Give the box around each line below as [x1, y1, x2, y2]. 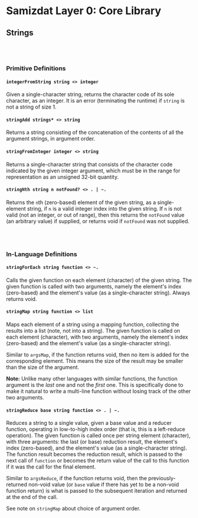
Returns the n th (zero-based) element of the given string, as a [6, 199, 156, 206]
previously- [148, 475, 176, 482]
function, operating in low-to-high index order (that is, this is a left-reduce [6, 426, 186, 433]
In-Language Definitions [6, 250, 78, 258]
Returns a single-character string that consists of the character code [6, 160, 173, 168]
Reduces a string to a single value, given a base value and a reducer [6, 419, 172, 427]
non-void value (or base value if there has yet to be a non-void [28, 481, 179, 488]
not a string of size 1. [6, 103, 57, 110]
